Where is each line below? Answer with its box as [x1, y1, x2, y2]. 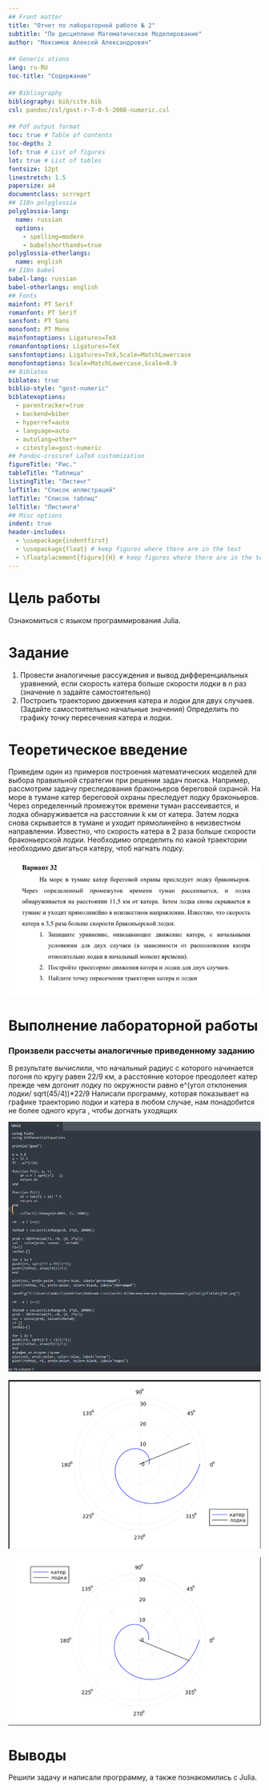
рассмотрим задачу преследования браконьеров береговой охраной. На [8, 784, 261, 794]
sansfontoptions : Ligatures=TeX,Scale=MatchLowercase [8, 351, 192, 359]
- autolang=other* [15, 435, 78, 444]
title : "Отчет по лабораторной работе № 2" [8, 21, 156, 30]
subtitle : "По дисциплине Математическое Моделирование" [8, 30, 203, 38]
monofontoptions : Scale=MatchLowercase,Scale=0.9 [8, 359, 178, 368]
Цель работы [8, 589, 101, 607]
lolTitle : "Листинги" [8, 503, 81, 511]
